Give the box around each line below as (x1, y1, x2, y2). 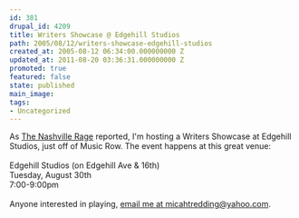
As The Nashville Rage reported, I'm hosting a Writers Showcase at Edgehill (9, 131, 292, 142)
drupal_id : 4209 (9, 22, 71, 31)
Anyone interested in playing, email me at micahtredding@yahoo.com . (9, 199, 272, 210)
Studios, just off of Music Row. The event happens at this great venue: (9, 141, 272, 152)
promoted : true (9, 64, 67, 74)
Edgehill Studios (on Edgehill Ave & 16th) (9, 160, 160, 171)
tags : (9, 97, 30, 107)
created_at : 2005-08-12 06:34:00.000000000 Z (9, 47, 184, 56)
